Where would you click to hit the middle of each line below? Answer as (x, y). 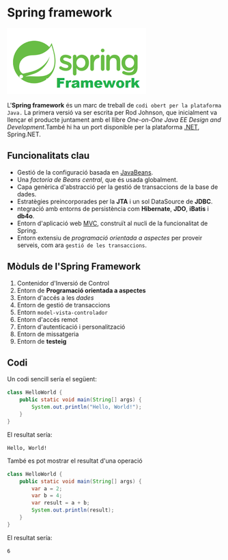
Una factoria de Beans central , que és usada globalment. (97, 179)
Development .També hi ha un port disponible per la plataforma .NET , (103, 127)
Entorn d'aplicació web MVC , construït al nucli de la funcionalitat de (112, 223)
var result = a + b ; (61, 503)
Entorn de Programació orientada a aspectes (81, 290)
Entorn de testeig (42, 341)
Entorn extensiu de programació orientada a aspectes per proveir (110, 238)
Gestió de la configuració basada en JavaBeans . (85, 172)
